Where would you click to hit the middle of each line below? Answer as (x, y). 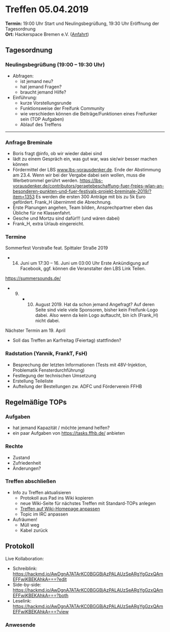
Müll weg (30, 525)
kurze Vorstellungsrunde (46, 103)
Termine (16, 236)
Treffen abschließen (31, 481)
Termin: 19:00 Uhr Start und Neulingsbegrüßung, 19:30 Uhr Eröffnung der (82, 23)
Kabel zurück (34, 530)
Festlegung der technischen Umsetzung (54, 375)
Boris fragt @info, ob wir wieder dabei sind (57, 153)
